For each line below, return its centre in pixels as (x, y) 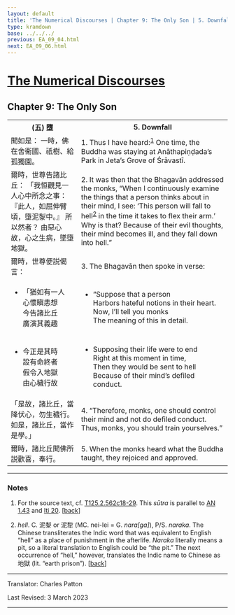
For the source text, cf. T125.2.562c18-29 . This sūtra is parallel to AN (116, 503)
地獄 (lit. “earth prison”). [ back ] (62, 563)
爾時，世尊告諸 (36, 175)
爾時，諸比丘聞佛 (39, 448)
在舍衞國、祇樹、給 (43, 151)
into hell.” (97, 242)
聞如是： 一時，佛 (40, 141)
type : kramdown (29, 27)
